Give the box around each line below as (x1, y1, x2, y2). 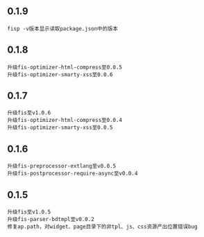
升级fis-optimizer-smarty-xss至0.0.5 (7, 124, 113, 131)
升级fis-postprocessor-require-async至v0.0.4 (7, 170, 138, 177)
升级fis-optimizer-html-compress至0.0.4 (7, 117, 123, 124)
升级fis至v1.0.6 (7, 109, 51, 116)
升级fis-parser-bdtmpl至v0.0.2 (7, 216, 95, 223)
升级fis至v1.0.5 (7, 209, 51, 216)
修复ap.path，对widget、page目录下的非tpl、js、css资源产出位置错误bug (7, 223, 198, 231)
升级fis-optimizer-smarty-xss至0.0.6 (7, 71, 113, 78)
